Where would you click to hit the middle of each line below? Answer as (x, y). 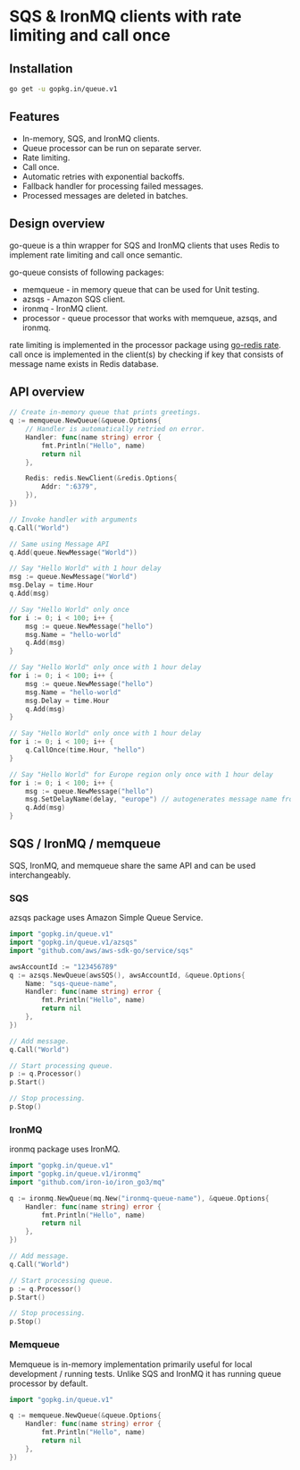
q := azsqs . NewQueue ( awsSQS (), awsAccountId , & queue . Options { (127, 975)
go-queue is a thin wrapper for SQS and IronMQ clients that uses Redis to (144, 245)
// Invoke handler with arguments (74, 519)
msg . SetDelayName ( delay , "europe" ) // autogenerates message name (151, 799)
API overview (47, 391)
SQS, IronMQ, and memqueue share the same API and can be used (133, 865)
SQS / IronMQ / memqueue (85, 844)
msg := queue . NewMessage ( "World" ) (74, 577)
